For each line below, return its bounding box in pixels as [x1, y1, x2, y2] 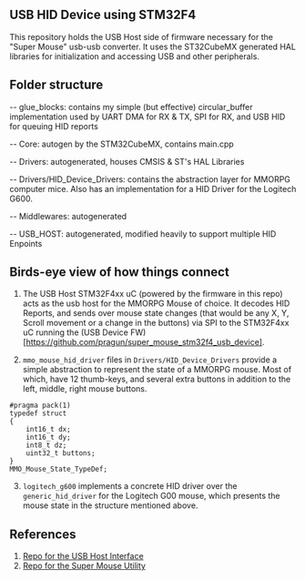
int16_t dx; [25, 425, 71, 434]
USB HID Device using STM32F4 [9, 7, 197, 23]
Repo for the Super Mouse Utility [22, 560, 146, 572]
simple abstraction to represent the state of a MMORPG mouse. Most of [22, 364, 292, 375]
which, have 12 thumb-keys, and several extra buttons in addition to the [22, 373, 291, 385]
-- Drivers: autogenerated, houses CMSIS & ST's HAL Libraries [9, 156, 245, 167]
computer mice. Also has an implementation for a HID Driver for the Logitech [9, 183, 297, 194]
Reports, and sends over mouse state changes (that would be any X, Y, [22, 308, 290, 319]
